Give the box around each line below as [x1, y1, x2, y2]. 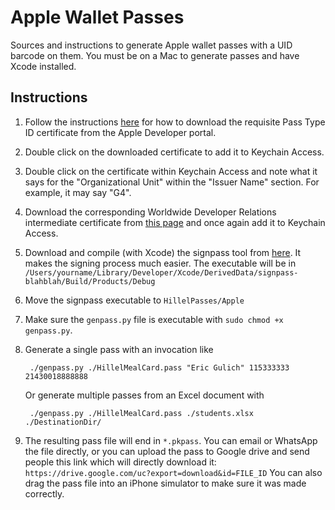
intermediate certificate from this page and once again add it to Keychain [24, 216, 326, 228]
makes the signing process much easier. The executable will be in [24, 257, 297, 269]
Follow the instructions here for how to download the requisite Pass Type [24, 116, 326, 128]
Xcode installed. [10, 60, 77, 72]
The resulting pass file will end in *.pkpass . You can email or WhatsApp [24, 434, 318, 446]
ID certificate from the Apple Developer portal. [24, 126, 217, 138]
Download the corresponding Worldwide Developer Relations [24, 206, 277, 218]
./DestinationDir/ [24, 417, 102, 427]
